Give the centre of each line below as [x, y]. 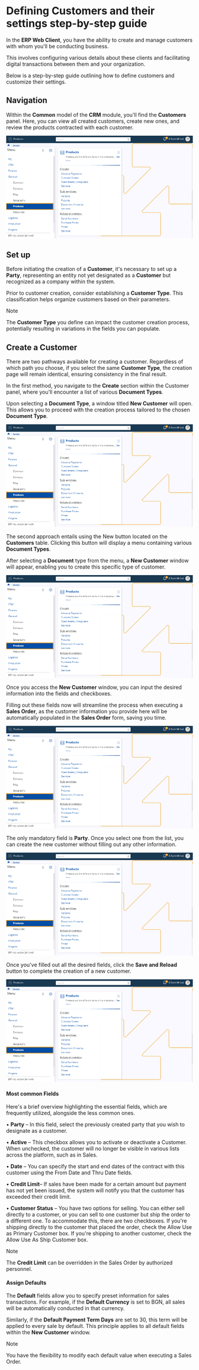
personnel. [19, 1269]
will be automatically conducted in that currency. [65, 1308]
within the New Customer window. [48, 1333]
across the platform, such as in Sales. [52, 1155]
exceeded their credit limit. [39, 1197]
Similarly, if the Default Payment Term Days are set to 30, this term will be [97, 1320]
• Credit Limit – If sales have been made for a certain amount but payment [96, 1184]
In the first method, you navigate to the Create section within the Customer [98, 386]
